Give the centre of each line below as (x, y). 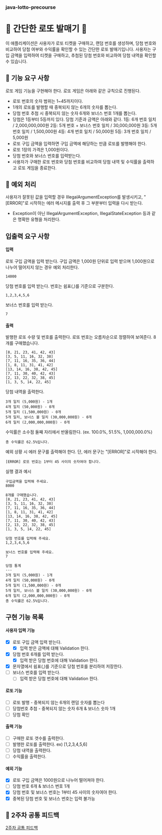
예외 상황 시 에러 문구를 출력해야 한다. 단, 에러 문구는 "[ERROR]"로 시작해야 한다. (81, 452)
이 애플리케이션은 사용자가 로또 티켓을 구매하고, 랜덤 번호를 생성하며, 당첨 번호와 (81, 43)
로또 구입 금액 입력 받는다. (37, 642)
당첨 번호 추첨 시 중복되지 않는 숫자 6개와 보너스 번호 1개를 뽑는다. (74, 113)
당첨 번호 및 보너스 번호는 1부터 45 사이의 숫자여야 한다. (65, 792)
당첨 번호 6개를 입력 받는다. (38, 654)
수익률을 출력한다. (29, 756)
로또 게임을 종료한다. (37, 168)
